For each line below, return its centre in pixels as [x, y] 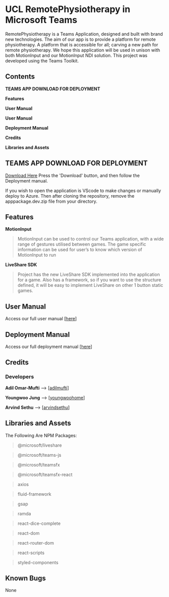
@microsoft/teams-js [39, 455]
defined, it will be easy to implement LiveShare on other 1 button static [90, 285]
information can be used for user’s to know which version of [80, 250]
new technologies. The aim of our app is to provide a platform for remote [80, 39]
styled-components [38, 562]
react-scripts [31, 553]
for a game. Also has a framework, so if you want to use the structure [89, 280]
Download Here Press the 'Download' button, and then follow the [72, 175]
